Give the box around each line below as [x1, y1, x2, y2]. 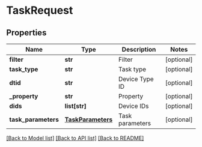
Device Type [118, 75, 155, 83]
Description [121, 46, 156, 53]
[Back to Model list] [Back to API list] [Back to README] [6, 134, 144, 142]
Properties [6, 28, 47, 38]
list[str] [64, 102, 87, 110]
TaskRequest [6, 4, 73, 17]
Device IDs [118, 102, 149, 110]
